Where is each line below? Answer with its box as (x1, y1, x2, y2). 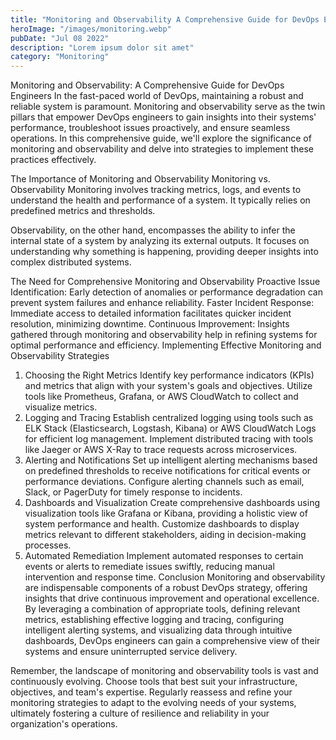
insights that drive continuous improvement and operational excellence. (24, 592, 320, 605)
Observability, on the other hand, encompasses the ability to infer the (10, 224, 296, 236)
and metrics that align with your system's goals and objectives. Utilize (24, 380, 313, 392)
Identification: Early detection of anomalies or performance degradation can (10, 286, 323, 298)
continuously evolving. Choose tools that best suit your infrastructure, (10, 676, 298, 688)
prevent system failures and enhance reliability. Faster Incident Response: (10, 297, 315, 309)
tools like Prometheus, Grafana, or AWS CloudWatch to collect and (24, 391, 299, 403)
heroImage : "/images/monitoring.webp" (10, 24, 172, 34)
